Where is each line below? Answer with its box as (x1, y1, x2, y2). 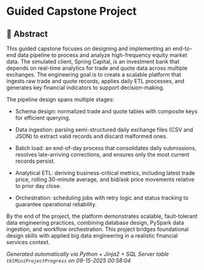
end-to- (172, 45, 192, 52)
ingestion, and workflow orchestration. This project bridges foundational (6, 225, 189, 233)
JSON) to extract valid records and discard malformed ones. (15, 133, 168, 140)
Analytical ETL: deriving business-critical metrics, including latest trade (15, 170, 195, 176)
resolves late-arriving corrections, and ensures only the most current (15, 151, 190, 158)
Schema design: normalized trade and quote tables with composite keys (15, 108, 198, 114)
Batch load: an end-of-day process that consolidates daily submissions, (15, 144, 197, 151)
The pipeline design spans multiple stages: (6, 96, 115, 103)
